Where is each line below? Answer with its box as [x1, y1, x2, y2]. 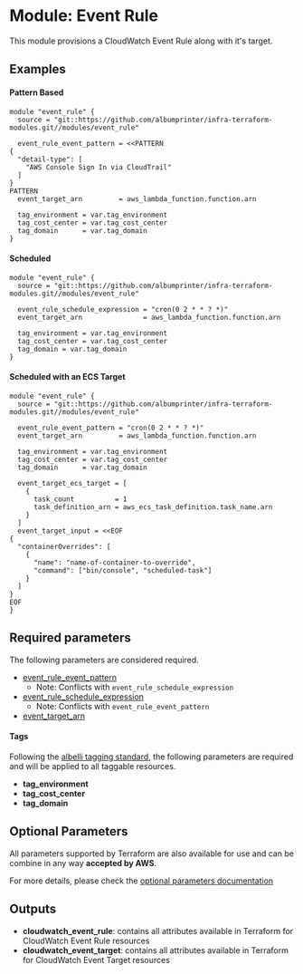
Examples [9, 62, 66, 77]
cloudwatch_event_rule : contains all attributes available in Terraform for [22, 925, 294, 936]
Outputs [9, 902, 57, 917]
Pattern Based [9, 87, 64, 98]
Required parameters [9, 631, 131, 646]
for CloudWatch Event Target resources [22, 954, 170, 965]
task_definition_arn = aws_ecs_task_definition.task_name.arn [33, 502, 273, 512]
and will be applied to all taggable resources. [9, 760, 176, 771]
